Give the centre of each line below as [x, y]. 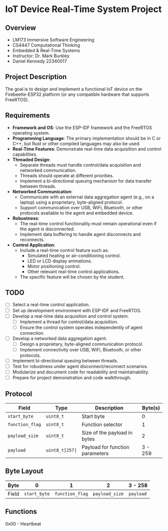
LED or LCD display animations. [60, 261]
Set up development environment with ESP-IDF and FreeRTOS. [77, 310]
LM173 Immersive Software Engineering [53, 40]
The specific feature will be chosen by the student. [72, 277]
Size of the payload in [107, 433]
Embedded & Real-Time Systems [46, 50]
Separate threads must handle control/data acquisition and [80, 165]
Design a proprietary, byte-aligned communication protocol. [81, 344]
